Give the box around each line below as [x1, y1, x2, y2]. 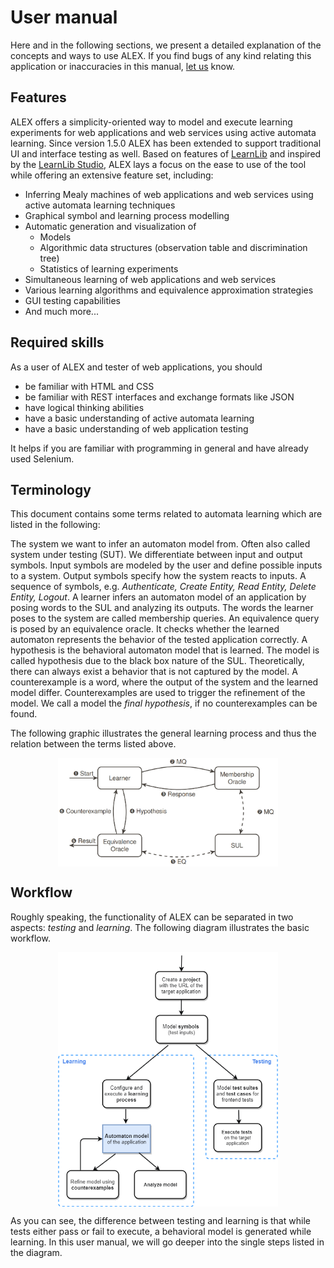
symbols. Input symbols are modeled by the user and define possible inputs [10, 559, 323, 571]
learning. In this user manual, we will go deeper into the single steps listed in [10, 1236, 325, 1248]
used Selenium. [10, 452, 75, 465]
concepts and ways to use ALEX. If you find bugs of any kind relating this [10, 49, 312, 61]
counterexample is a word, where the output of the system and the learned [10, 676, 319, 688]
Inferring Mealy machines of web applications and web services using [24, 188, 314, 200]
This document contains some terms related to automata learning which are [10, 508, 323, 520]
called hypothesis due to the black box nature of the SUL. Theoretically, [10, 655, 305, 667]
